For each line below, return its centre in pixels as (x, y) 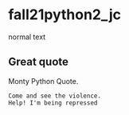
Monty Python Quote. (43, 81)
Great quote (39, 62)
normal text (27, 37)
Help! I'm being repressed (53, 103)
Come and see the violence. (55, 96)
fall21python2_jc (65, 15)
